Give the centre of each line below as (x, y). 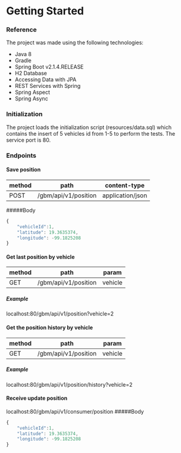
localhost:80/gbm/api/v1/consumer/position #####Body (75, 411)
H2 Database (31, 74)
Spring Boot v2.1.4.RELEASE (49, 67)
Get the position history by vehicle (50, 327)
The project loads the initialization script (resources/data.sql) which (89, 127)
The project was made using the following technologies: (75, 42)
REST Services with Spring (48, 86)
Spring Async (32, 99)
